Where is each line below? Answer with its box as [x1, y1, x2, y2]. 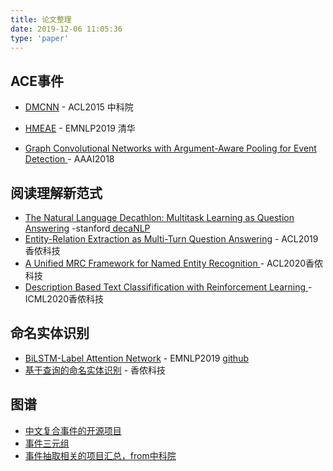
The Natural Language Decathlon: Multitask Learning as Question [24, 212, 295, 223]
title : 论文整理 [10, 14, 72, 25]
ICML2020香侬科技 [24, 293, 105, 305]
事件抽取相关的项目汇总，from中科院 [24, 449, 177, 461]
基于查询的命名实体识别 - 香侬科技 [24, 364, 167, 376]
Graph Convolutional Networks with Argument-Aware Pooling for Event [24, 142, 317, 155]
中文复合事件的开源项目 [24, 424, 122, 436]
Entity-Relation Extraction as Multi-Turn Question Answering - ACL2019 [24, 233, 319, 245]
